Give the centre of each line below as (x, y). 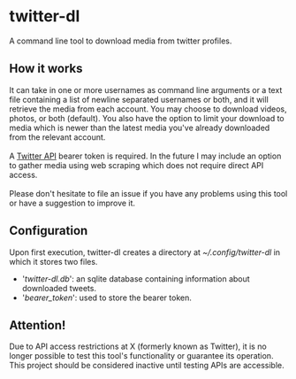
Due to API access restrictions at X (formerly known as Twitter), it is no (138, 346)
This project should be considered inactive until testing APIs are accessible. (147, 366)
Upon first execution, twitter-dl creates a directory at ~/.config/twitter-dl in (145, 252)
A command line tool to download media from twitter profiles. (121, 41)
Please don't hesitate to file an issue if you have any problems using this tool (148, 193)
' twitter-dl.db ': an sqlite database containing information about (136, 278)
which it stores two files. (53, 261)
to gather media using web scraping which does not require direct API (137, 165)
